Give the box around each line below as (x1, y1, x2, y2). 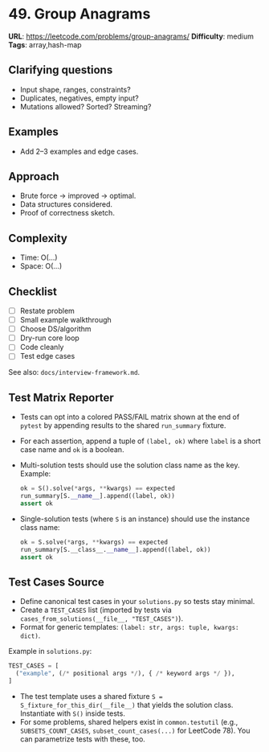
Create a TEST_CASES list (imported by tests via (19, 605, 173, 615)
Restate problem (19, 306, 75, 315)
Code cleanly (19, 343, 64, 352)
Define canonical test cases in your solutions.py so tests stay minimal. (19, 597, 255, 606)
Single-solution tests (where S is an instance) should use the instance (19, 514, 251, 524)
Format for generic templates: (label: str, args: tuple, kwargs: (19, 623, 239, 632)
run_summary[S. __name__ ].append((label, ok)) (19, 492, 175, 500)
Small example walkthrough (19, 315, 112, 325)
